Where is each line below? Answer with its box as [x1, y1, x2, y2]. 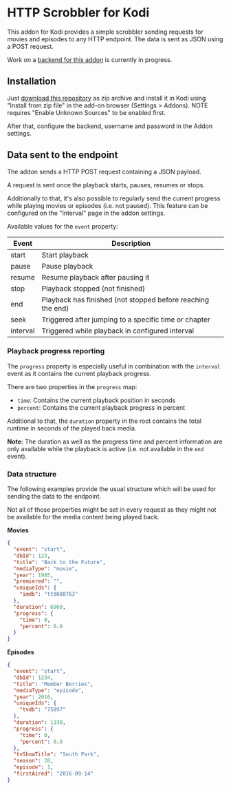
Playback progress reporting [7, 346, 105, 356]
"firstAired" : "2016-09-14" [13, 770, 94, 778]
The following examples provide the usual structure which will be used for [7, 485, 217, 493]
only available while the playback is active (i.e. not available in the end [7, 444, 204, 453]
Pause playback [41, 261, 93, 271]
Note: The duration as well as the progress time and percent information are [7, 437, 223, 446]
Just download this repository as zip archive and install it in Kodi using [7, 94, 206, 102]
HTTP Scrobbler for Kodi [7, 5, 150, 21]
